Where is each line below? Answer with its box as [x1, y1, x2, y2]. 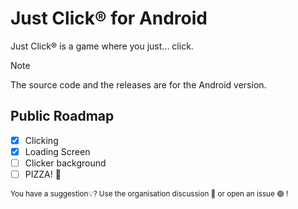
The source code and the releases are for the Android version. [10, 78, 267, 91]
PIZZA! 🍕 [24, 168, 62, 180]
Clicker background [24, 157, 107, 169]
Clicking [24, 134, 59, 146]
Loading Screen [24, 145, 91, 157]
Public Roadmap [10, 108, 115, 125]
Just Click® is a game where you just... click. [10, 40, 194, 52]
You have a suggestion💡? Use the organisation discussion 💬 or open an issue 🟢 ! [10, 189, 289, 199]
